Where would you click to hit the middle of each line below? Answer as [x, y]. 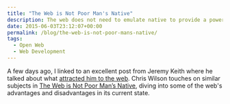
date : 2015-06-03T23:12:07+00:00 [55, 26]
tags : [15, 39]
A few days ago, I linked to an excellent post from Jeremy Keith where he [110, 71]
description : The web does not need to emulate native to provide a [107, 20]
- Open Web [29, 45]
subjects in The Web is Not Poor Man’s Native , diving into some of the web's [115, 86]
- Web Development [40, 52]
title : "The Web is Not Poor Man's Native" [70, 13]
